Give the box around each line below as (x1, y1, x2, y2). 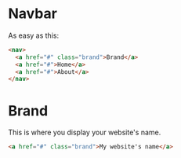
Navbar (8, 5, 57, 23)
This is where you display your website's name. (8, 127, 161, 138)
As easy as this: (8, 31, 60, 40)
